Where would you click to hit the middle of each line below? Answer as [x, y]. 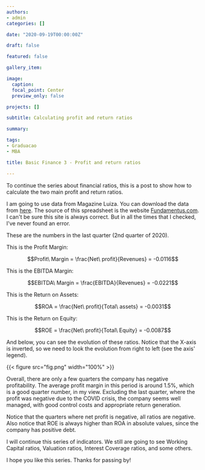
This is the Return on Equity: [42, 318]
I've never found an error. [38, 223]
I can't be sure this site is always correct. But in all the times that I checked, [101, 217]
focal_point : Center [38, 90]
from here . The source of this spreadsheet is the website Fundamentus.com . [103, 210]
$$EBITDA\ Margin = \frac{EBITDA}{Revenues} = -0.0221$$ [103, 282]
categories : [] [26, 23]
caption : [23, 84]
